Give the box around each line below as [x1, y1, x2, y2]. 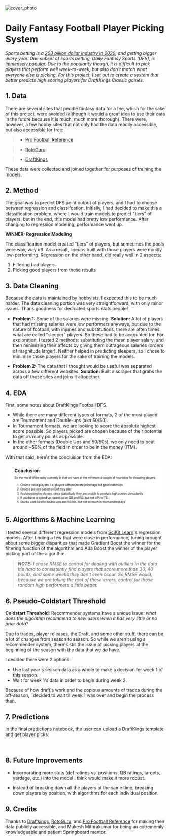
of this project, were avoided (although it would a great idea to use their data [5, 111, 165, 117]
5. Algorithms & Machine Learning [5, 515, 115, 524]
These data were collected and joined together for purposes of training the [5, 166, 162, 172]
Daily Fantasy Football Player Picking [5, 23, 164, 34]
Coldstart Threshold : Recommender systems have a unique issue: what [5, 610, 156, 616]
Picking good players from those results [12, 267, 96, 273]
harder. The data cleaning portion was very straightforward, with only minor [5, 300, 163, 306]
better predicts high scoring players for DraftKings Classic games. [5, 77, 144, 83]
